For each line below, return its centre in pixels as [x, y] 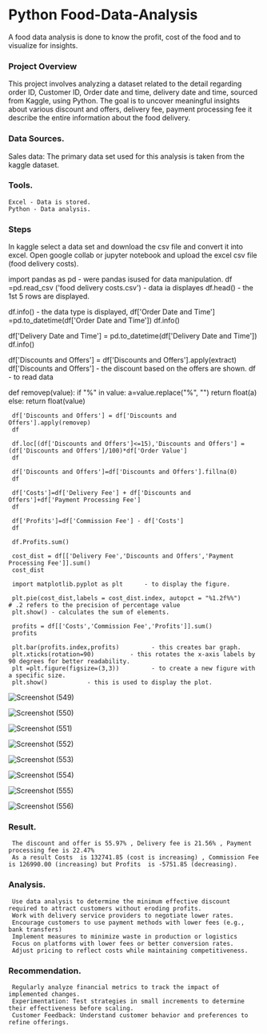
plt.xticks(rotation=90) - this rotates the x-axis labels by [133, 655]
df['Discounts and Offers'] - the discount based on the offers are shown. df [132, 369]
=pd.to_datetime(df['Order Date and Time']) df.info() [94, 320]
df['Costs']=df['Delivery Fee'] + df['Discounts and [102, 493]
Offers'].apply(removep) [50, 423]
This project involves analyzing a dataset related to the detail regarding [125, 84]
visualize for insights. [43, 45]
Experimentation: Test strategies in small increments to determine [128, 1002]
